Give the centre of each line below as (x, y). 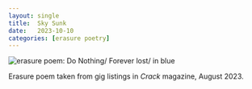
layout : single (34, 16)
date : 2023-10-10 (41, 30)
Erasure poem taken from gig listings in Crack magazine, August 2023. (126, 76)
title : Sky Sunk (38, 23)
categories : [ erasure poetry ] (59, 38)
